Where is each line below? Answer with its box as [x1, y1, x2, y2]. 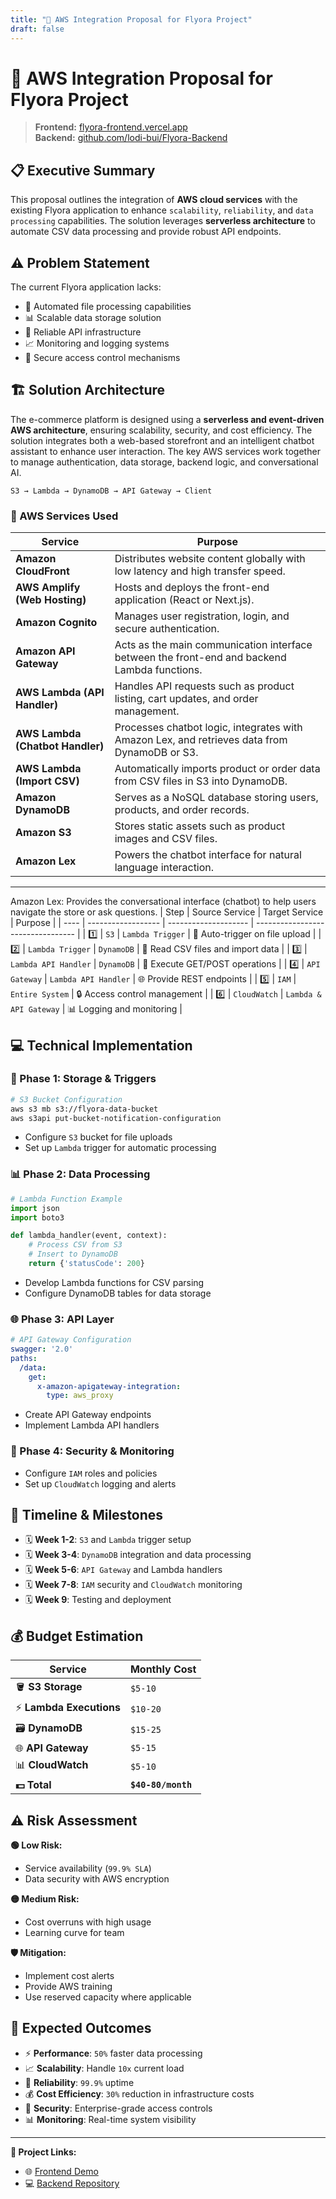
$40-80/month [129, 1779, 193, 1791]
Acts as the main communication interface [114, 638, 313, 652]
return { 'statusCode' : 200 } [28, 1259, 145, 1269]
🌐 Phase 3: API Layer [10, 1312, 115, 1326]
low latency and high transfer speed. [114, 564, 286, 578]
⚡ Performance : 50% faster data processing [24, 2047, 203, 2059]
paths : [10, 1353, 38, 1363]
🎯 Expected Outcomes [10, 2020, 152, 2037]
